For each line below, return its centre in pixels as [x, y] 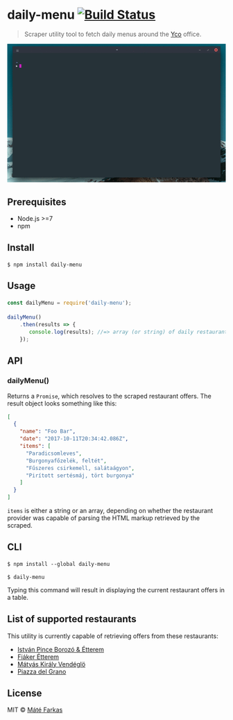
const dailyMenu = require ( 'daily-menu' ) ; [69, 303]
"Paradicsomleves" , [53, 453]
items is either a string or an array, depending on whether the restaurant [110, 511]
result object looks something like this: [62, 403]
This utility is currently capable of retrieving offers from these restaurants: [113, 636]
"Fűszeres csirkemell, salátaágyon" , [80, 468]
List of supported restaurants [72, 619]
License [25, 693]
